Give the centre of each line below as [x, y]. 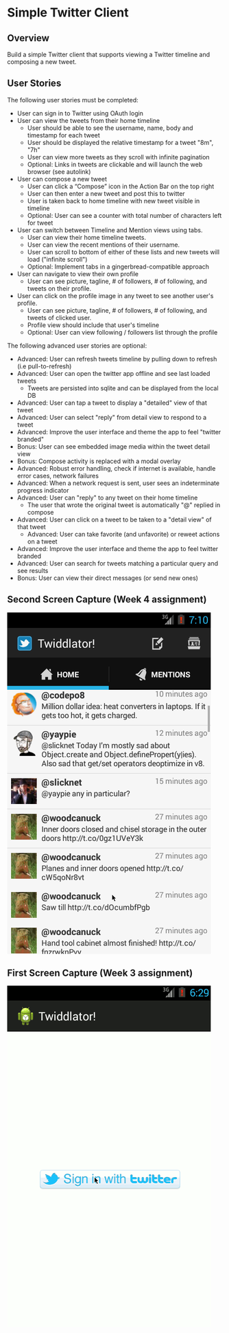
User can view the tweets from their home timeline [88, 120]
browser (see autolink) [59, 171]
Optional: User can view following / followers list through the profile [122, 332]
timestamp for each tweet [64, 135]
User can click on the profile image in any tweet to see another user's [115, 295]
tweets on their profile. [59, 288]
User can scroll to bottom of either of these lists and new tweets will [123, 251]
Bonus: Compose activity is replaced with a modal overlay [99, 461]
